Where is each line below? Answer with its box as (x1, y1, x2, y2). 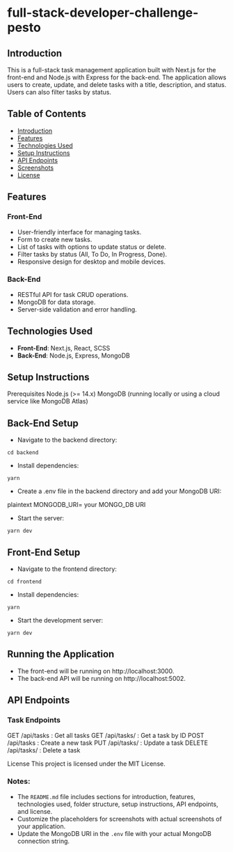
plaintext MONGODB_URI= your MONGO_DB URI (7, 501, 146, 509)
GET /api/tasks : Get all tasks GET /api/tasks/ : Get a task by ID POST (7, 731, 204, 739)
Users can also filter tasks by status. (7, 88, 111, 96)
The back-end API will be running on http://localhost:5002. (17, 674, 186, 682)
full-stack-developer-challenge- (7, 5, 199, 21)
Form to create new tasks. (17, 235, 93, 243)
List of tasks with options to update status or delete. (17, 242, 167, 251)
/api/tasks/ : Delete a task (7, 746, 81, 754)
